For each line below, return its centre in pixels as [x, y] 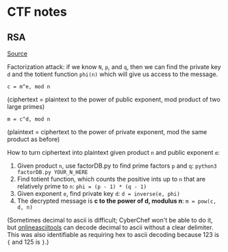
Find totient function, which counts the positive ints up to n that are [111, 179]
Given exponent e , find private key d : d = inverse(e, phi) [98, 193]
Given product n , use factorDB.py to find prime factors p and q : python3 [117, 166]
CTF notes [37, 12]
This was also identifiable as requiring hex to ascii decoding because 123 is [113, 235]
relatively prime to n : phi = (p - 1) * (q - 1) [82, 186]
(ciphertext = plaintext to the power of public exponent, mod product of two [114, 99]
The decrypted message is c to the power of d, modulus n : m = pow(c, [117, 201]
